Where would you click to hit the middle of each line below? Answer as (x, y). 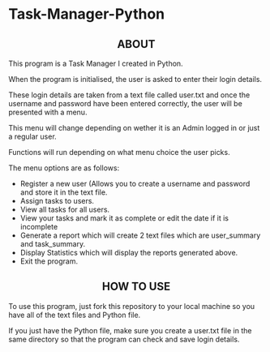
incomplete (39, 227)
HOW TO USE (136, 287)
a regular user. (32, 136)
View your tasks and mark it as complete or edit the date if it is (124, 218)
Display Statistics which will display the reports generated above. (129, 253)
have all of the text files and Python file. (75, 315)
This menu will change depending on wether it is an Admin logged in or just (134, 128)
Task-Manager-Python (87, 14)
